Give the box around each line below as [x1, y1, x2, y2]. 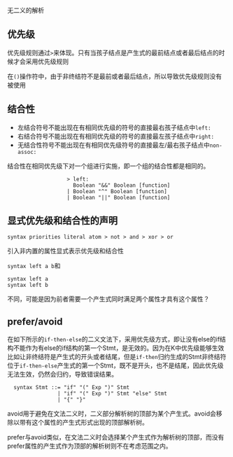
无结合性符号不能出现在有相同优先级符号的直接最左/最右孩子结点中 [17, 141, 210, 149]
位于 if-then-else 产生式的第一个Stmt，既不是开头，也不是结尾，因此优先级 [7, 361, 224, 370]
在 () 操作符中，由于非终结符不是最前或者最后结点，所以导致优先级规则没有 [7, 72, 223, 80]
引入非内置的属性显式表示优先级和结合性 [7, 247, 124, 255]
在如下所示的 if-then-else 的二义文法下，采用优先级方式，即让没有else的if [7, 335, 220, 344]
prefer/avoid [7, 316, 63, 328]
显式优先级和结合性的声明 [7, 215, 118, 227]
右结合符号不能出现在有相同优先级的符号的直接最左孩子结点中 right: [17, 132, 215, 140]
